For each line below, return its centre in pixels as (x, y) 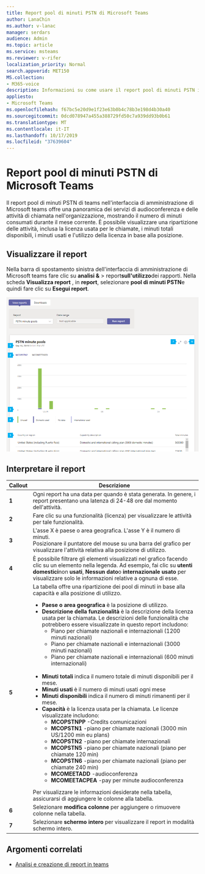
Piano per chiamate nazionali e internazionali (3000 (116, 644)
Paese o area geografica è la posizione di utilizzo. (105, 604)
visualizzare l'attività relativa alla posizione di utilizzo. (99, 550)
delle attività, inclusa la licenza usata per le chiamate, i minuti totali (90, 229)
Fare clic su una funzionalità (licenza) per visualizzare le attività (112, 516)
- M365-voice (23, 84)
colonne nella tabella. (59, 813)
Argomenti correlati (44, 850)
